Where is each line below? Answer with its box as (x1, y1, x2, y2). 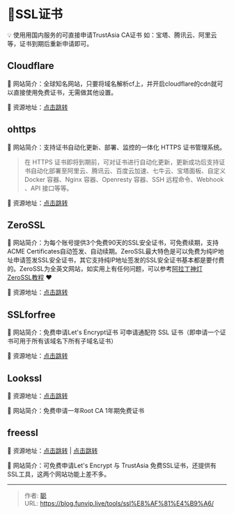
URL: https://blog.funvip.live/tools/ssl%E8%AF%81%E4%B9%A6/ (24, 499, 214, 507)
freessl (7, 427, 38, 439)
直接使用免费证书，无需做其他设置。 (13, 88, 117, 96)
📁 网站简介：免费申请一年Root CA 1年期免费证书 (7, 407, 145, 414)
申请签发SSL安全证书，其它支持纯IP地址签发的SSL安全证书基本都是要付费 (13, 256, 225, 265)
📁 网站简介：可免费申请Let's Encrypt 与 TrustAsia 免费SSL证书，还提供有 (7, 461, 217, 469)
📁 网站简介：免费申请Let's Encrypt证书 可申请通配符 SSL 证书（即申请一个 (7, 328, 221, 336)
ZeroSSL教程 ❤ (7, 273, 52, 282)
